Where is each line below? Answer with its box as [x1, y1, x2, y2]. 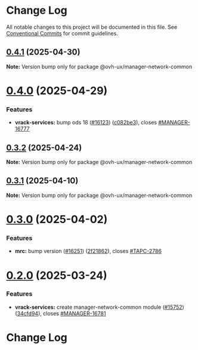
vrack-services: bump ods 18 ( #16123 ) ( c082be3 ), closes [14, 119, 157, 126]
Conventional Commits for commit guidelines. [6, 29, 118, 36]
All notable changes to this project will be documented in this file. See [6, 23, 178, 31]
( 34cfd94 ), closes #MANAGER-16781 [14, 309, 106, 317]
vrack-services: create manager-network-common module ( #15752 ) [14, 303, 185, 311]
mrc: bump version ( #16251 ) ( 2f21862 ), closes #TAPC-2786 [14, 248, 162, 255]
